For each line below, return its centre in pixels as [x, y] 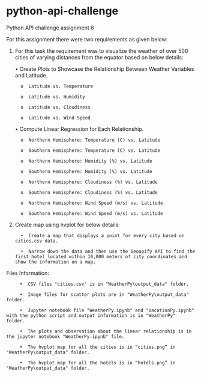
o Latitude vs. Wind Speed [56, 118]
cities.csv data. [37, 241]
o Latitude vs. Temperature [57, 86]
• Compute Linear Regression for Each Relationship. [79, 129]
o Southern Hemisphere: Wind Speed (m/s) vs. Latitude [92, 213]
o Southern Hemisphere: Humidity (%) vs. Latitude [86, 171]
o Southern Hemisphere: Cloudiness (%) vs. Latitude [89, 192]
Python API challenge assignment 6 [50, 28]
